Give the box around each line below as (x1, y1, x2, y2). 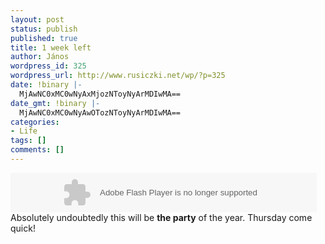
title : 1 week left (10, 42, 92, 53)
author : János (10, 52, 70, 62)
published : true (10, 33, 78, 43)
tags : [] (10, 136, 47, 146)
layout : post (10, 14, 65, 25)
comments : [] (10, 145, 65, 155)
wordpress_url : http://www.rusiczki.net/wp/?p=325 (10, 71, 226, 81)
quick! (10, 222, 36, 234)
